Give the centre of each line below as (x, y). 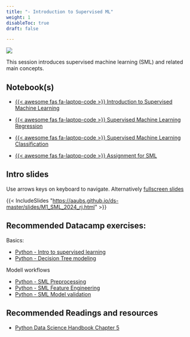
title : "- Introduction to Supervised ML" (60, 12)
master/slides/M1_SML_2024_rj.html (50, 207)
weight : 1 (19, 17)
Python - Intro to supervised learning (60, 252)
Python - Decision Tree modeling (56, 258)
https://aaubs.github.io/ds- (85, 200)
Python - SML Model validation (53, 294)
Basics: (15, 240)
